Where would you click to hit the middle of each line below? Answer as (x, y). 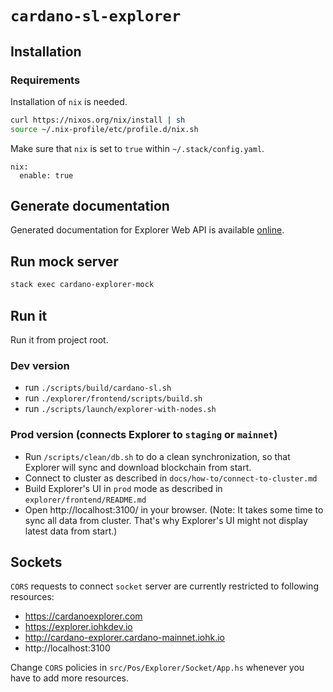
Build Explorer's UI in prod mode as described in (123, 488)
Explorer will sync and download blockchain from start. (138, 467)
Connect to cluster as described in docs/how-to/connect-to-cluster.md (171, 478)
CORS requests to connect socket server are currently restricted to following (164, 586)
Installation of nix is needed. (69, 101)
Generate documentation (90, 206)
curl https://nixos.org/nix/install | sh (98, 120)
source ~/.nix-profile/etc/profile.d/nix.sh (104, 129)
